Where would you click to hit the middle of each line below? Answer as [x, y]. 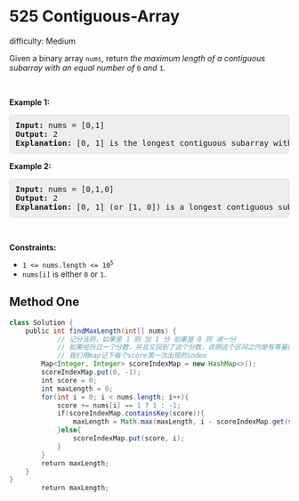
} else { [69, 430]
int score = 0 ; [69, 380]
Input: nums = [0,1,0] [65, 189]
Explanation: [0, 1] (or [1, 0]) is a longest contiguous [145, 207]
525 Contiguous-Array [94, 16]
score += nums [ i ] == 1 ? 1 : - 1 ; [119, 405]
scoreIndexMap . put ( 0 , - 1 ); [91, 372]
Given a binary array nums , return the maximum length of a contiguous [137, 58]
